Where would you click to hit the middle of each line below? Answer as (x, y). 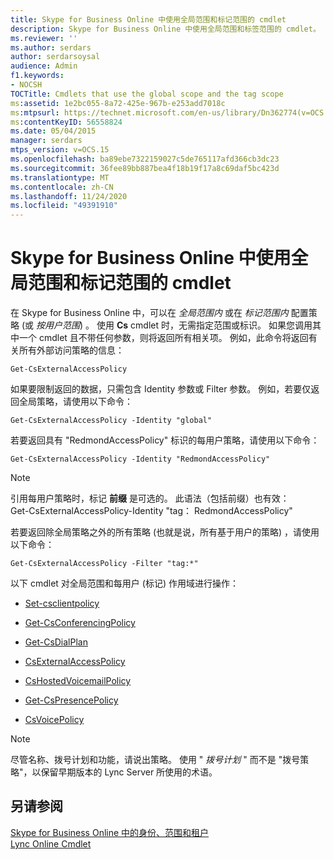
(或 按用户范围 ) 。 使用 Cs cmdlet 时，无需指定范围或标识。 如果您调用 (167, 325)
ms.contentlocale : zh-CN (62, 187)
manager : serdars (46, 141)
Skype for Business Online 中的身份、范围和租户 (110, 832)
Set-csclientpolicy (62, 603)
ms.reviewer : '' (44, 38)
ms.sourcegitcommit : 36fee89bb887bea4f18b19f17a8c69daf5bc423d (145, 168)
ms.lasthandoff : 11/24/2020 (69, 196)
